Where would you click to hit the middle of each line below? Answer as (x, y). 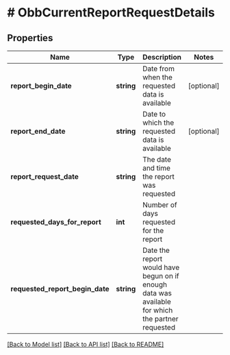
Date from (158, 69)
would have (161, 267)
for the (153, 231)
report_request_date (44, 176)
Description (162, 57)
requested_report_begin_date (60, 289)
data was (157, 293)
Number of (160, 205)
